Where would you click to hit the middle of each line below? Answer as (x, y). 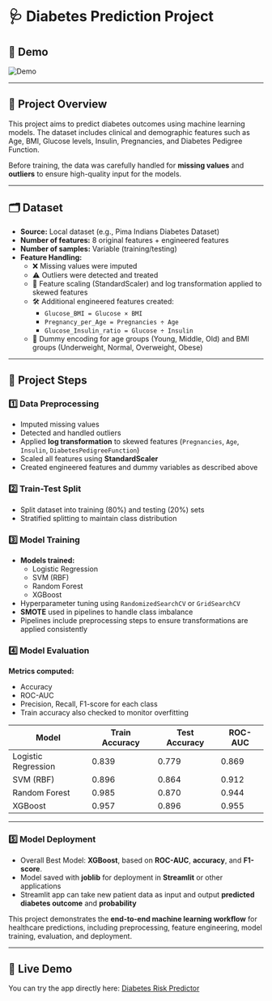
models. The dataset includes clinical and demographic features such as (130, 132)
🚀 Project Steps (48, 381)
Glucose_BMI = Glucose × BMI (93, 313)
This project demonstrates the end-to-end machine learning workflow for (133, 918)
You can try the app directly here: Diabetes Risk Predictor (104, 988)
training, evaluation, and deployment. (70, 935)
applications (40, 886)
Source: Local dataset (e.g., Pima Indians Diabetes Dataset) (120, 231)
